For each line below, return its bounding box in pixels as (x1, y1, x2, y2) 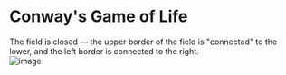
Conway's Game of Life (9, 6, 188, 27)
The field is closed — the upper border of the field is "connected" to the (9, 36, 278, 47)
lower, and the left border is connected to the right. (9, 45, 199, 56)
